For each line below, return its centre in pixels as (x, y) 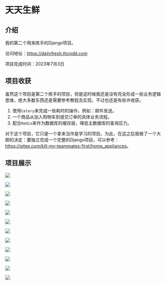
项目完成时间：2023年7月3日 (35, 64)
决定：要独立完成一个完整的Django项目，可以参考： (66, 140)
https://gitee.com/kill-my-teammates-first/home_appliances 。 (68, 146)
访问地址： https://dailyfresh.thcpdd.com (46, 53)
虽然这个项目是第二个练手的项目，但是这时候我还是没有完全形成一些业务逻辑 (83, 94)
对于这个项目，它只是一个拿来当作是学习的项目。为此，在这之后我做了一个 (81, 133)
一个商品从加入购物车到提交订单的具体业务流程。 (62, 116)
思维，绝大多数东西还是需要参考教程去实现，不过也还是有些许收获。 (74, 100)
